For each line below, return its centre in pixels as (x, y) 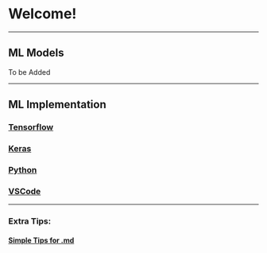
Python (23, 169)
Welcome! (43, 14)
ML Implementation (57, 105)
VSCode (25, 191)
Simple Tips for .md (41, 240)
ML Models (37, 53)
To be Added (29, 72)
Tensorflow (31, 127)
